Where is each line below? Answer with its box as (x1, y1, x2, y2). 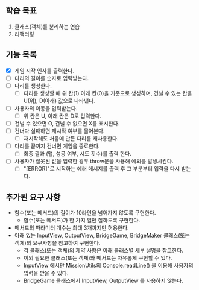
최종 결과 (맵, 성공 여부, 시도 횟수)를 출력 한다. (23, 150, 132, 157)
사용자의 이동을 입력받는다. (14, 104, 78, 112)
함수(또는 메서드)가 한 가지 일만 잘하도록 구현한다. (23, 216, 140, 224)
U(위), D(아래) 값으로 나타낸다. (23, 97, 96, 104)
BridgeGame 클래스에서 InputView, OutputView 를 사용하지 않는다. (23, 277, 183, 285)
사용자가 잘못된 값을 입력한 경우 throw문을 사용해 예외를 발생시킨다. (14, 157, 174, 165)
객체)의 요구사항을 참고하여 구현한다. (14, 239, 101, 247)
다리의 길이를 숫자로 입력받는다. (14, 74, 89, 81)
